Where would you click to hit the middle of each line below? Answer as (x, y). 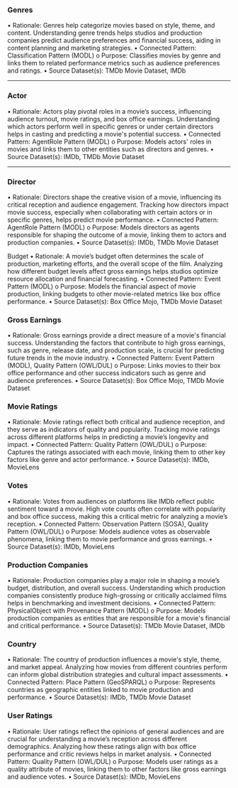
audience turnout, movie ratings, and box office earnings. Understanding (114, 119)
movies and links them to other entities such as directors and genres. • (111, 149)
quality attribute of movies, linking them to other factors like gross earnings (117, 769)
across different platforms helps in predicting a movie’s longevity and (108, 437)
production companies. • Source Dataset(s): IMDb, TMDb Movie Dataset (113, 242)
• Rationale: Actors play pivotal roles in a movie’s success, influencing (109, 111)
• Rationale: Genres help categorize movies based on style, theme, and (111, 26)
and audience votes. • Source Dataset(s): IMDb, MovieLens (94, 777)
